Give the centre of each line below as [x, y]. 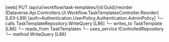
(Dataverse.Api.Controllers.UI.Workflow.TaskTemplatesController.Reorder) [82, 13]
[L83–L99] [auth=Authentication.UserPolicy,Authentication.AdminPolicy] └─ [84, 18]
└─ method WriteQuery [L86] [36, 34]
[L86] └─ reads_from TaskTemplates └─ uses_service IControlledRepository [85, 29]
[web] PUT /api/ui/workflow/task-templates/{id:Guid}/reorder [69, 7]
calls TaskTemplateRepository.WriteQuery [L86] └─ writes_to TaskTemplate [84, 23]
